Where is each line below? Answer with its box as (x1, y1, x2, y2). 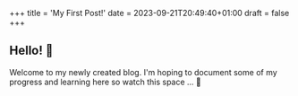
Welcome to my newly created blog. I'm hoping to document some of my (9, 66, 277, 77)
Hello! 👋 (9, 43, 54, 58)
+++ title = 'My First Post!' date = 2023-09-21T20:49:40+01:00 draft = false (9, 8, 290, 18)
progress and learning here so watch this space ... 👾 (9, 76, 201, 87)
